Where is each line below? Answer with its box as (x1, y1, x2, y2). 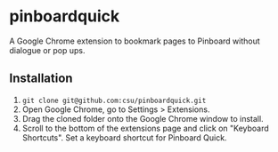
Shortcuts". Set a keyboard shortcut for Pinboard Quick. (21, 132, 227, 143)
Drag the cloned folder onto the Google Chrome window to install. (21, 113, 265, 124)
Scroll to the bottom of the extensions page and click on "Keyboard (21, 123, 269, 133)
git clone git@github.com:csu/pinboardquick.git (21, 96, 207, 105)
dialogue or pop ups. (9, 44, 86, 55)
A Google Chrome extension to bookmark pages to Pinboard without (9, 36, 260, 46)
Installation (9, 71, 73, 86)
